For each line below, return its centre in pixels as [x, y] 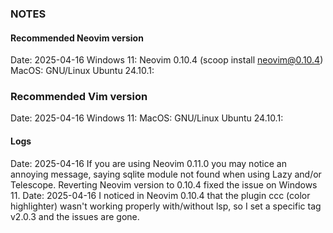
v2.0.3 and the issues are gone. [75, 216]
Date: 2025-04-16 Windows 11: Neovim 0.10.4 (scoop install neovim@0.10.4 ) [167, 60]
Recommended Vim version [79, 97]
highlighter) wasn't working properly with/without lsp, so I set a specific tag [166, 206]
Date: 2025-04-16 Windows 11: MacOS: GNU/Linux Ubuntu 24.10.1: [147, 118]
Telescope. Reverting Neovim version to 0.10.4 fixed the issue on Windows [164, 184]
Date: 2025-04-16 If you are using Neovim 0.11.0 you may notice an [148, 163]
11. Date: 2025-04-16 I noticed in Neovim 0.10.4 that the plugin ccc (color [160, 195]
